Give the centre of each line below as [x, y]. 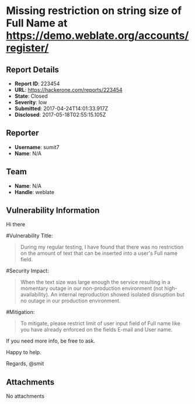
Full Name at [37, 23]
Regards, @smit [25, 364]
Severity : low [31, 102]
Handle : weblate [34, 192]
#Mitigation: [20, 312]
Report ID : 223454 [37, 84]
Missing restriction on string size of [94, 11]
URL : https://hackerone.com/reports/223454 [68, 90]
